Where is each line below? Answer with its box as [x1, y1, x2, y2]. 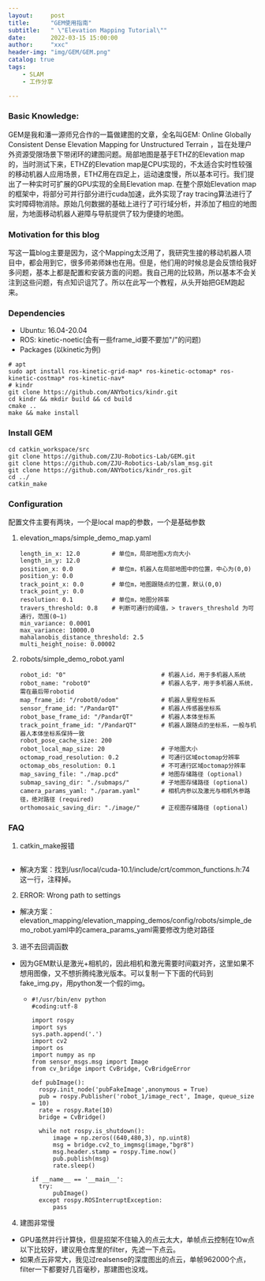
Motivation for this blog [8, 229, 100, 240]
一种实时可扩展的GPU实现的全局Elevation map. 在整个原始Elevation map [21, 179, 257, 188]
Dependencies [8, 308, 65, 319]
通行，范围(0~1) [19, 612, 68, 621]
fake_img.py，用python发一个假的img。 [19, 978, 150, 988]
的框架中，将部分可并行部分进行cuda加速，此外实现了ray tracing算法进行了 [8, 189, 253, 198]
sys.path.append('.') [31, 1030, 103, 1038]
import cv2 [31, 1037, 68, 1045]
